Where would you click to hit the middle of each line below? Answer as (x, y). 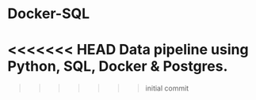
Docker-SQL (49, 14)
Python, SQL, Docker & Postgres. (118, 67)
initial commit (167, 88)
